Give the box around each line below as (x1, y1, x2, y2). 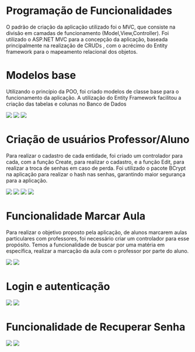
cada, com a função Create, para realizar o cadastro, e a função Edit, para (6, 158, 184, 165)
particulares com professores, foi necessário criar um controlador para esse (6, 235, 190, 242)
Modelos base (6, 69, 76, 82)
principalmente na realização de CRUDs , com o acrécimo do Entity (6, 42, 168, 49)
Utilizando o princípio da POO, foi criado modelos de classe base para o (6, 88, 179, 95)
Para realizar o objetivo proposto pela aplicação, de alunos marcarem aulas (6, 229, 187, 236)
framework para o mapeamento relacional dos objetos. (6, 48, 138, 55)
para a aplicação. (6, 177, 48, 184)
